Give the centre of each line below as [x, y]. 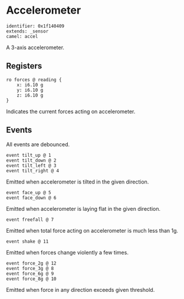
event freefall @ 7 [30, 220]
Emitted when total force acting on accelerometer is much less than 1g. [92, 230]
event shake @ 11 [27, 241]
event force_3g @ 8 [30, 268]
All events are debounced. [38, 144]
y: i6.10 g [30, 90]
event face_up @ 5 [29, 192]
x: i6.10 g [30, 85]
